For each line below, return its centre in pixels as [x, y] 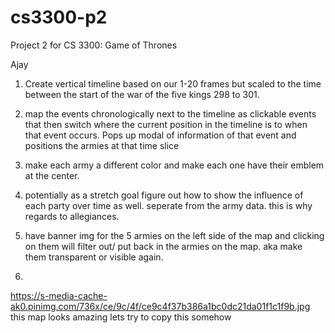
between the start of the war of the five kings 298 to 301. [142, 94]
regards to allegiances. [72, 216]
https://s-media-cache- [59, 295]
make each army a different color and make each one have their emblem [174, 165]
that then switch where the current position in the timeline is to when [166, 124]
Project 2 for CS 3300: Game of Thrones [94, 45]
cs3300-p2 [59, 17]
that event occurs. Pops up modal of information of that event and [160, 135]
